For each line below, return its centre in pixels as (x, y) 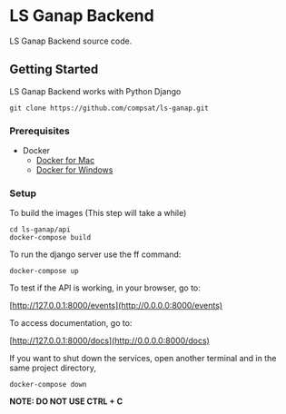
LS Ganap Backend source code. (71, 41)
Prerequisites (39, 131)
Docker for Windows (74, 170)
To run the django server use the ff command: (95, 254)
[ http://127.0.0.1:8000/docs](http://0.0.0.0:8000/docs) (110, 340)
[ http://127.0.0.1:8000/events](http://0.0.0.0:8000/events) (116, 306)
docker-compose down (49, 385)
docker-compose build (50, 238)
